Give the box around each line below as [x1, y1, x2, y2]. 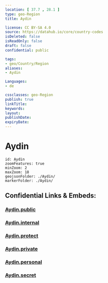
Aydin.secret [5, 272, 36, 279]
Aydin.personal [5, 259, 42, 265]
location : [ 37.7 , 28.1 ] [5, 7, 60, 12]
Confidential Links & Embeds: [5, 192, 96, 200]
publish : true [5, 97, 34, 102]
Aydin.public [5, 206, 36, 213]
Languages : [5, 79, 27, 84]
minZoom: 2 [5, 165, 27, 170]
